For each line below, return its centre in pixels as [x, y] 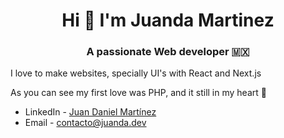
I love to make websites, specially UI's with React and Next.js [136, 73]
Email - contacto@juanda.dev [85, 123]
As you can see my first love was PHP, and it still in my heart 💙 [138, 93]
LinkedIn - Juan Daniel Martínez [90, 112]
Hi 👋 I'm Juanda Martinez [168, 20]
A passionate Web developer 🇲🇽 [168, 52]
